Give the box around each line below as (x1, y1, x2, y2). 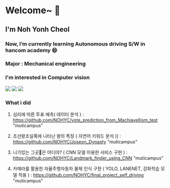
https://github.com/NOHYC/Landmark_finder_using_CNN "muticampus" (12, 155, 164, 161)
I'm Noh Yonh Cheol (5, 25, 70, 34)
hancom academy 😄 (5, 46, 58, 54)
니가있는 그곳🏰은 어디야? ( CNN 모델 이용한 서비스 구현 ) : (12, 149, 128, 155)
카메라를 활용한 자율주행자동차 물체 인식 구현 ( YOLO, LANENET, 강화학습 (12, 166, 160, 172)
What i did (5, 99, 31, 106)
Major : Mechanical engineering (5, 60, 86, 67)
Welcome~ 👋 (5, 5, 60, 16)
